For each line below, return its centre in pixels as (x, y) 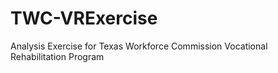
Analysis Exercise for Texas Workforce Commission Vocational (139, 46)
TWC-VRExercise (84, 18)
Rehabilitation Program (57, 56)
